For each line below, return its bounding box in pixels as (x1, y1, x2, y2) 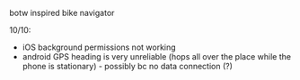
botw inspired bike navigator (9, 8, 115, 18)
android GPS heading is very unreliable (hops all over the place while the (22, 52, 292, 61)
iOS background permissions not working (22, 42, 177, 52)
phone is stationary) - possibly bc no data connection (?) (22, 61, 234, 71)
